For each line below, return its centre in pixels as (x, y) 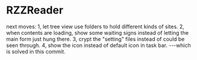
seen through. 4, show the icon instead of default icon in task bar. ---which (98, 45)
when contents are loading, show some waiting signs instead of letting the (98, 32)
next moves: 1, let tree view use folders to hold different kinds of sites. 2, (95, 26)
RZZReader (35, 10)
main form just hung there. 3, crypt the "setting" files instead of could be (96, 39)
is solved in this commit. (36, 51)
